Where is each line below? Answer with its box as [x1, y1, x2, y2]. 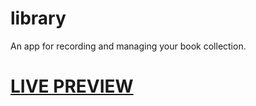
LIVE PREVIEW [10, 75, 134, 98]
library [10, 7, 67, 30]
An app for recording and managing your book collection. [10, 40, 247, 52]
